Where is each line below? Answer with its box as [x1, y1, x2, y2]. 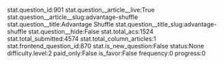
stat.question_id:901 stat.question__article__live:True [7, 6, 155, 14]
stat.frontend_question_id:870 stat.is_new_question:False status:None [7, 42, 204, 50]
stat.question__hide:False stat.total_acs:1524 [28, 27, 154, 35]
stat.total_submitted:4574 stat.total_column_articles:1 [7, 35, 156, 43]
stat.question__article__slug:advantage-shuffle [7, 13, 138, 21]
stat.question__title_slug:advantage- [115, 20, 217, 28]
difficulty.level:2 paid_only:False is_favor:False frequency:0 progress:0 [7, 49, 206, 57]
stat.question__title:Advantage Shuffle [7, 20, 114, 28]
